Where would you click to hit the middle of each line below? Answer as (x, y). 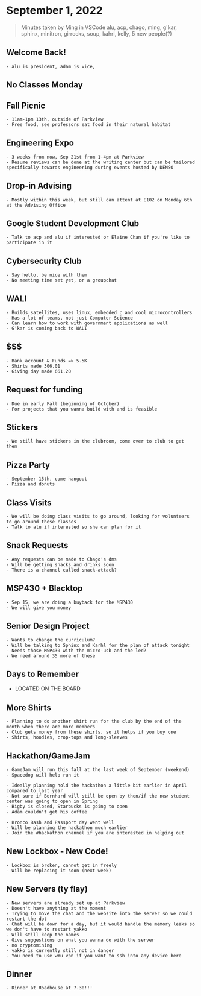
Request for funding (45, 390)
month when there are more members (51, 727)
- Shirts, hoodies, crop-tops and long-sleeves (67, 737)
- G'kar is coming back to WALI (47, 329)
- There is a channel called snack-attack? (62, 570)
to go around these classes (42, 522)
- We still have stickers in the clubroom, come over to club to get (95, 441)
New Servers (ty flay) (47, 889)
